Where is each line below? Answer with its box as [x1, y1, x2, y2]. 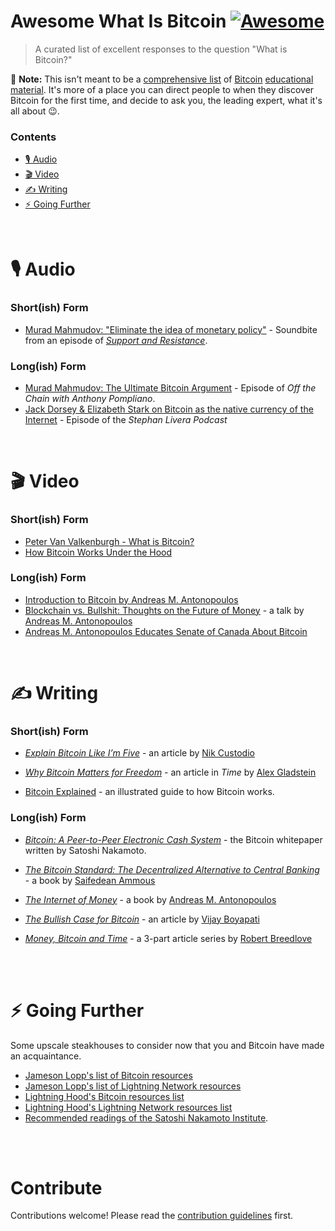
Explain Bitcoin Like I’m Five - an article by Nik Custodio [24, 747, 255, 759]
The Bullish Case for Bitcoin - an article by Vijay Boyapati [24, 913, 260, 925]
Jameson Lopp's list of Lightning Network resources [24, 1080, 242, 1092]
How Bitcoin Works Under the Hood [24, 546, 173, 558]
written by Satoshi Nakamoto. [24, 844, 147, 856]
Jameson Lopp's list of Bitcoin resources [24, 1069, 193, 1081]
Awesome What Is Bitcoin [10, 10, 227, 33]
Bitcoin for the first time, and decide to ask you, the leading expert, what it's [10, 94, 323, 106]
